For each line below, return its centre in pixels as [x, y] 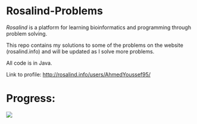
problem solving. [27, 33]
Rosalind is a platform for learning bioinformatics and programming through [99, 27]
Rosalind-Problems [54, 11]
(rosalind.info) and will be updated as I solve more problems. [80, 51]
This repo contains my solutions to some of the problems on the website [95, 45]
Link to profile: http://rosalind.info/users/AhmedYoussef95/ [78, 74]
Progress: [31, 98]
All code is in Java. [29, 63]
